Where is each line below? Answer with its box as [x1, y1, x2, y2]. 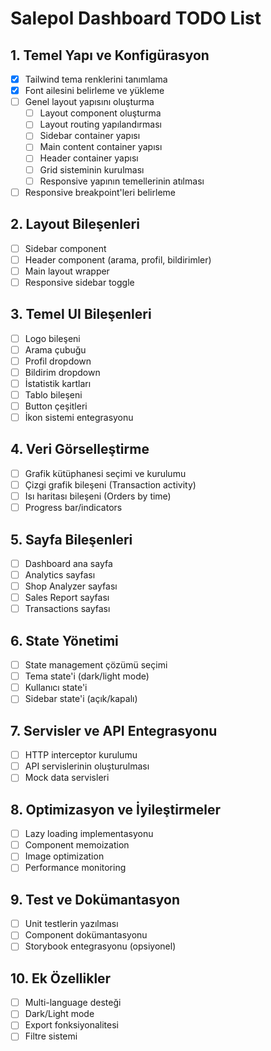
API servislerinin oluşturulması [24, 760, 150, 772]
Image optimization [24, 850, 105, 862]
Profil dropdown [24, 355, 92, 367]
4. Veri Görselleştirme [10, 441, 150, 458]
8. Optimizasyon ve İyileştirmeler [10, 801, 222, 818]
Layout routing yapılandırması [39, 118, 162, 131]
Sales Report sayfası [24, 592, 110, 604]
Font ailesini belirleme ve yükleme [24, 85, 165, 97]
